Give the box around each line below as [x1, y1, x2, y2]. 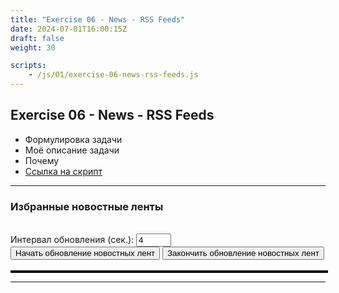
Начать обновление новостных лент [15, 248, 156, 259]
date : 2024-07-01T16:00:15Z [10, 24, 128, 34]
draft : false [10, 33, 65, 43]
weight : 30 [10, 42, 56, 53]
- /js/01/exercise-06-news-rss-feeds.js [28, 70, 199, 80]
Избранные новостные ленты [10, 199, 164, 213]
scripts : [10, 61, 47, 71]
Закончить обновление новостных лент [167, 248, 320, 259]
